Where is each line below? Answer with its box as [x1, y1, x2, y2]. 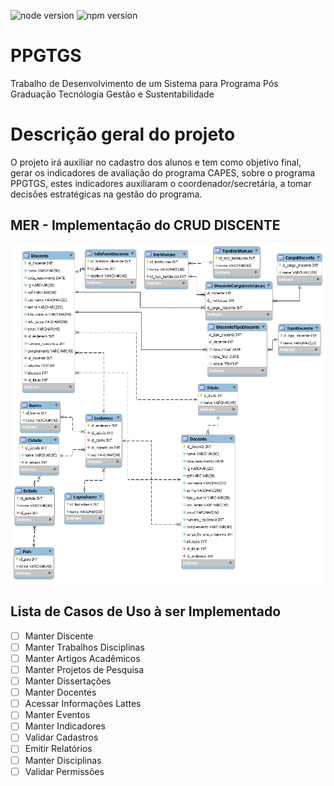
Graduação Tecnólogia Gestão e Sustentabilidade [10, 88, 215, 100]
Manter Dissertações [24, 675, 112, 687]
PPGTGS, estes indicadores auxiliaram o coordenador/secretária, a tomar [10, 177, 312, 189]
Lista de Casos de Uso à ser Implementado [10, 603, 282, 620]
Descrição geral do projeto [10, 123, 236, 146]
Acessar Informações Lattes [24, 698, 142, 710]
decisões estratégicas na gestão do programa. [10, 188, 203, 200]
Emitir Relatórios [24, 743, 93, 755]
